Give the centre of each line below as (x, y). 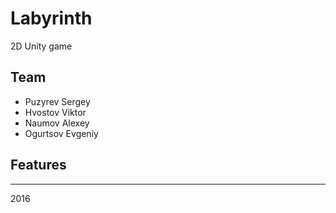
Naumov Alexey (57, 123)
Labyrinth (51, 18)
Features (38, 165)
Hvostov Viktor (55, 112)
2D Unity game (41, 46)
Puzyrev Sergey (57, 101)
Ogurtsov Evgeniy (61, 133)
